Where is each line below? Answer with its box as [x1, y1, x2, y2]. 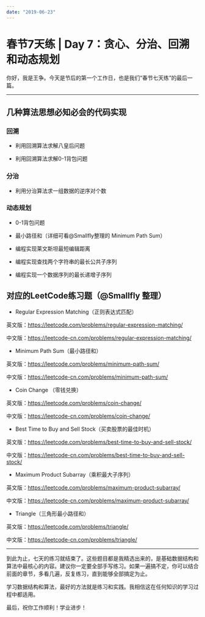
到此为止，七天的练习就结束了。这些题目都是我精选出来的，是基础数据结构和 [6, 555, 199, 562]
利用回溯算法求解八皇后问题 [15, 142, 85, 150]
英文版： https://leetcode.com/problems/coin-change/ [6, 399, 142, 406]
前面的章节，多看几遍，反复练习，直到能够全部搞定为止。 [6, 570, 151, 577]
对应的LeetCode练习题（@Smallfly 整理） [6, 290, 167, 301]
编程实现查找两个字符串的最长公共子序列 [15, 258, 117, 265]
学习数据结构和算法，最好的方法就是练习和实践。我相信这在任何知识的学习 [6, 583, 193, 590]
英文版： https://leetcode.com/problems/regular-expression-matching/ [6, 321, 183, 328]
